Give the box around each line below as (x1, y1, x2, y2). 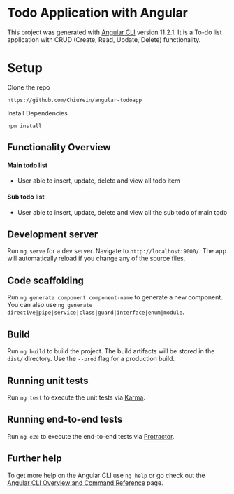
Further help (7, 453, 63, 465)
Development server (7, 229, 98, 241)
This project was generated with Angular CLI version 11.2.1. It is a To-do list (7, 28, 222, 36)
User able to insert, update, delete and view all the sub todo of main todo (17, 208, 228, 216)
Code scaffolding (7, 274, 84, 286)
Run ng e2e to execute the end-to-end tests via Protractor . (7, 432, 175, 440)
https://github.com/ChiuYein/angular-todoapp (7, 97, 142, 104)
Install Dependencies (7, 108, 68, 117)
